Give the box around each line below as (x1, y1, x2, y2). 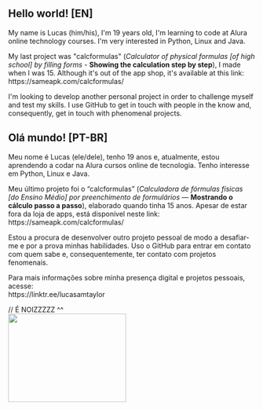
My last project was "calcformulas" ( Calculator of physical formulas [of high (8, 51, 255, 60)
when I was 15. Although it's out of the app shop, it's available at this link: (8, 68, 245, 78)
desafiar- (219, 232, 250, 242)
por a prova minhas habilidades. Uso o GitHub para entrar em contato (26, 240, 251, 251)
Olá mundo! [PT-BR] (8, 131, 108, 145)
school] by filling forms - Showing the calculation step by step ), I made (8, 60, 241, 69)
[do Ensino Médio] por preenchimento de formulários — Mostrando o (8, 192, 233, 202)
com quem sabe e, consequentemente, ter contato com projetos (8, 249, 217, 258)
